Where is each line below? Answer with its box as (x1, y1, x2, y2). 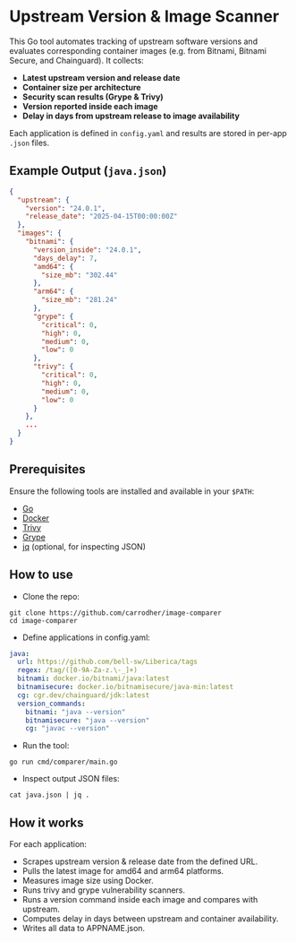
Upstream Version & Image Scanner (9, 6, 280, 27)
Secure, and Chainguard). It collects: (9, 55, 145, 65)
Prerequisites (9, 462, 86, 477)
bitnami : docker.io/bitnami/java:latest (17, 674, 170, 683)
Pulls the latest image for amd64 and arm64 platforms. (21, 866, 224, 877)
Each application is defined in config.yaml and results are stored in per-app (9, 127, 288, 138)
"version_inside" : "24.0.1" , (32, 245, 142, 255)
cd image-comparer (9, 616, 78, 625)
